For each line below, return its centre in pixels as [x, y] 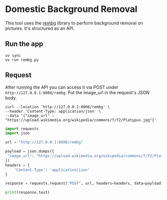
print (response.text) [28, 193]
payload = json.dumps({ [30, 151]
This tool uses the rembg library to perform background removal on [74, 23]
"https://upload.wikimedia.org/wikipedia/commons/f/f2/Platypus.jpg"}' [81, 120]
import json [17, 133]
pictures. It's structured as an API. [40, 28]
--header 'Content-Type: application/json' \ [53, 111]
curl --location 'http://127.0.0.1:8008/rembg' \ [58, 107]
